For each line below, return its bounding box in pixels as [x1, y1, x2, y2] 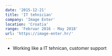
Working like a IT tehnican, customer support [12, 45, 107, 51]
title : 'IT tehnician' [5, 12, 53, 17]
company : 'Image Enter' [5, 17, 56, 22]
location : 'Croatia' [5, 21, 49, 27]
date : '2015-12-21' [5, 7, 47, 13]
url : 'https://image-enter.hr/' [5, 31, 73, 36]
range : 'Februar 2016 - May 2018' [5, 26, 79, 32]
